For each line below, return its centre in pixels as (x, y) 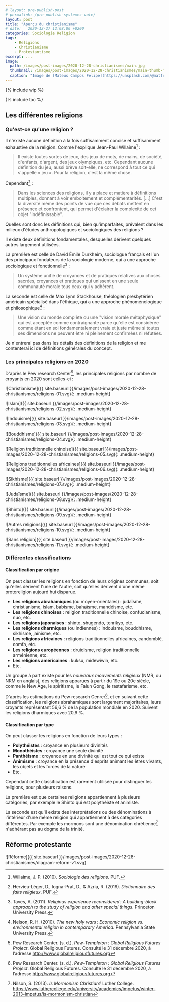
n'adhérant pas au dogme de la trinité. (45, 829)
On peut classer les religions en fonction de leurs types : (64, 736)
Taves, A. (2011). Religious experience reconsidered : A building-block (84, 901)
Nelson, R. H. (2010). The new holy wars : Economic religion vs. (78, 922)
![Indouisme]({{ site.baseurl (34, 419)
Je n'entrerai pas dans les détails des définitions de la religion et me (76, 343)
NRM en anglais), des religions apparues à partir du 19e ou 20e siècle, (78, 681)
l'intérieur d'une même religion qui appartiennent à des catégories (74, 817)
